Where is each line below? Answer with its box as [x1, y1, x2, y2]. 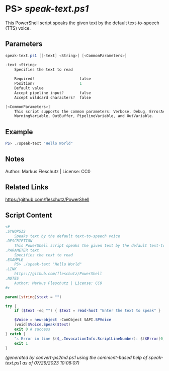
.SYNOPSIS [5, 229, 26, 234]
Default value [14, 86, 44, 91]
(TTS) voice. [5, 25, 31, 31]
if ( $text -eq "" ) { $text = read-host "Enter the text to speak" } [14, 308, 161, 313]
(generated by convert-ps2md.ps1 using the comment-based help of [5, 354, 147, 361]
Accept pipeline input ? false [14, 90, 92, 95]
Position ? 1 [14, 81, 82, 86]
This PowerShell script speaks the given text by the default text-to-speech [5, 20, 159, 26]
